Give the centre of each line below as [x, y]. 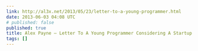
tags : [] [17, 39]
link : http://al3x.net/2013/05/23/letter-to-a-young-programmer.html [94, 11]
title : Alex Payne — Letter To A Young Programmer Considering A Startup [99, 33]
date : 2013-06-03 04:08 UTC [41, 17]
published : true [26, 28]
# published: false [30, 22]
